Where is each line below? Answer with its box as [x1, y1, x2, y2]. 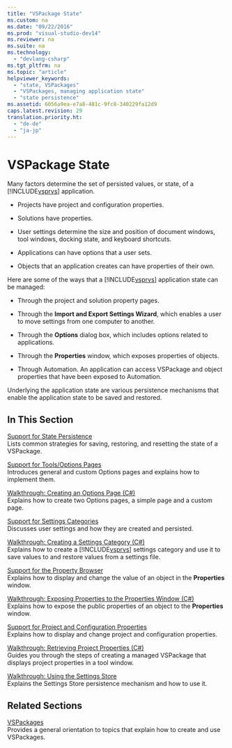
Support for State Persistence [7, 433, 93, 441]
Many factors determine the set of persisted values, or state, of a [7, 180, 194, 188]
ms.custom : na [7, 17, 49, 24]
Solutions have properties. [17, 214, 93, 223]
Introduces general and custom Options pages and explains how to [7, 468, 200, 476]
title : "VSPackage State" [7, 10, 82, 17]
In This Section [7, 414, 74, 426]
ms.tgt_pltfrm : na [7, 62, 61, 69]
